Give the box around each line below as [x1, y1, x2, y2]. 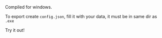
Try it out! [5, 27, 25, 33]
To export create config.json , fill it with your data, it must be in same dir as [5, 14, 158, 19]
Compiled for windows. [5, 4, 52, 10]
